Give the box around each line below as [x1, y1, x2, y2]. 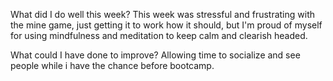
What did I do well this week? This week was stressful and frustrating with [10, 9, 316, 20]
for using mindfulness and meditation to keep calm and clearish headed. [10, 30, 308, 41]
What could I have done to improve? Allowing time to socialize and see [10, 49, 301, 61]
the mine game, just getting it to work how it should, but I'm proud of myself [10, 19, 323, 31]
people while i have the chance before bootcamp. [10, 60, 215, 71]
